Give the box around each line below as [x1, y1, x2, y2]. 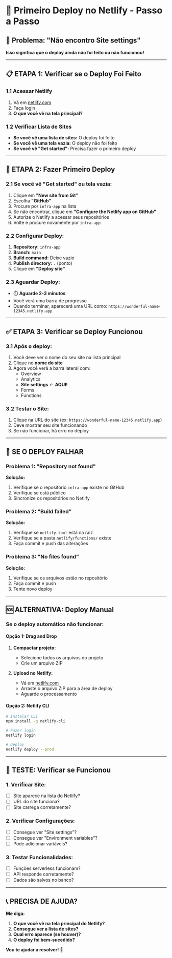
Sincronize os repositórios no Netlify [13, 495, 90, 501]
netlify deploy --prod [6, 746, 54, 752]
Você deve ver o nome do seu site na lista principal [13, 354, 121, 360]
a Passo [6, 15, 40, 27]
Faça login [13, 105, 35, 111]
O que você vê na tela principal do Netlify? [13, 921, 105, 927]
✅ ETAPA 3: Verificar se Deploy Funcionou [6, 327, 143, 336]
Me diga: [6, 910, 25, 917]
